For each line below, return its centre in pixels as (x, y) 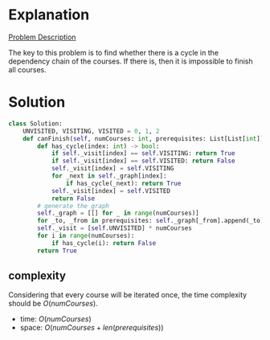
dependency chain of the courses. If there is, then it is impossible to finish (131, 61)
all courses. (27, 69)
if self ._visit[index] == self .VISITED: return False (143, 161)
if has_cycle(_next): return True (123, 183)
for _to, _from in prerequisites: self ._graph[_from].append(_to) (151, 221)
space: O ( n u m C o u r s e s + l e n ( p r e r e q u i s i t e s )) (92, 328)
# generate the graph (74, 206)
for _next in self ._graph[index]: (109, 176)
